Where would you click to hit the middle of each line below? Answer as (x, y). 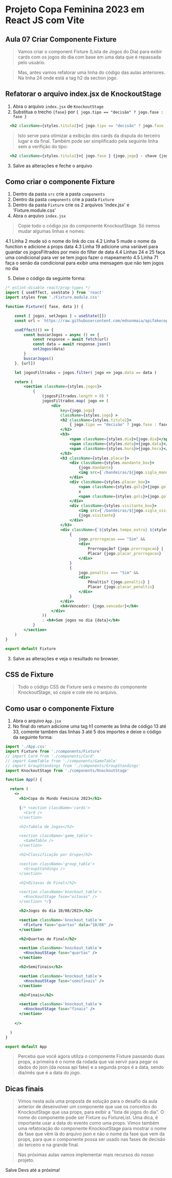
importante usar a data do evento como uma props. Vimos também (89, 1123)
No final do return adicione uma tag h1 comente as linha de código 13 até (89, 727)
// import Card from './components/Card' (50, 756)
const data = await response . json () (72, 344)
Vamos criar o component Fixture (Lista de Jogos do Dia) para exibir (90, 52)
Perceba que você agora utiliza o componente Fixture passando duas (91, 1056)
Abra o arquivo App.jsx (37, 721)
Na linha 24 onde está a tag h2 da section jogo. (68, 78)
